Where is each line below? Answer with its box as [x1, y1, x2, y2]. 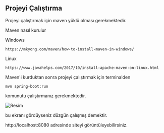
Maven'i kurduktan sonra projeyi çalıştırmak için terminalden [5, 74, 131, 80]
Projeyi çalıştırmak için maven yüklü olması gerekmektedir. [5, 17, 127, 23]
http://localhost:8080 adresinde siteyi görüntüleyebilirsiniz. [5, 122, 128, 128]
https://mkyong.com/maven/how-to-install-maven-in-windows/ [5, 46, 135, 52]
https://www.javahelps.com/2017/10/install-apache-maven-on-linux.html [5, 65, 159, 70]
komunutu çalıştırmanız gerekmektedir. [5, 93, 86, 99]
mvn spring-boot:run [5, 84, 49, 89]
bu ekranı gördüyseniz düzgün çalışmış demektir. [5, 112, 107, 118]
